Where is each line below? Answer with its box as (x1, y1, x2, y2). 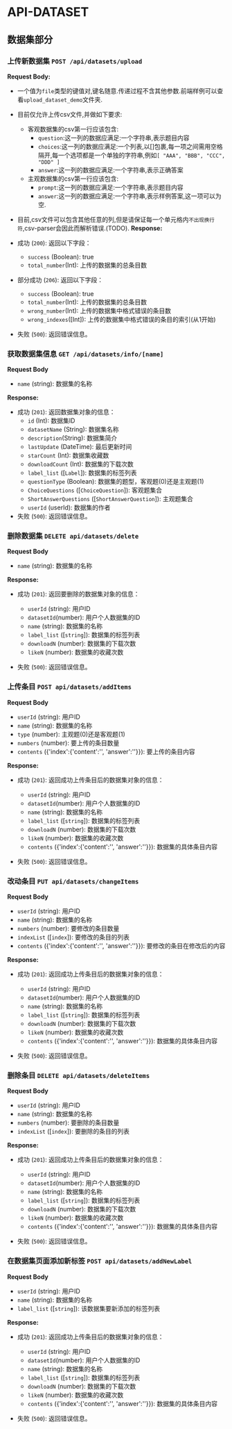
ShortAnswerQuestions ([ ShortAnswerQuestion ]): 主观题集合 (27, 495, 194, 503)
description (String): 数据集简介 (27, 434, 118, 442)
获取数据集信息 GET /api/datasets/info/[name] (7, 349, 164, 359)
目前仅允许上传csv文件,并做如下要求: (17, 110, 123, 118)
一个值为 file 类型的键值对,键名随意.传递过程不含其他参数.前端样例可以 (17, 86, 217, 95)
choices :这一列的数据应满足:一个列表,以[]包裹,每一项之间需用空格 (37, 142, 223, 150)
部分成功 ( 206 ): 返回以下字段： (17, 275, 104, 284)
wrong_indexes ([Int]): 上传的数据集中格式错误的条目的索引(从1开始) (27, 315, 216, 323)
